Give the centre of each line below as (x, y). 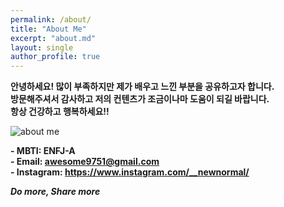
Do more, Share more (55, 192)
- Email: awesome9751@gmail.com (85, 162)
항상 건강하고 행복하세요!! (60, 112)
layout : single (42, 47)
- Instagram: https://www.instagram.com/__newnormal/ (130, 172)
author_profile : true (55, 57)
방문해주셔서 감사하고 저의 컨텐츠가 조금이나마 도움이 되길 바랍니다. (140, 99)
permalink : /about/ (51, 19)
